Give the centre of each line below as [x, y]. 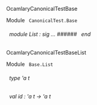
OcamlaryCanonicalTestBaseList [46, 53]
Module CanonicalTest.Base [42, 20]
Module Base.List [30, 64]
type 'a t [19, 78]
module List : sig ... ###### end [50, 34]
